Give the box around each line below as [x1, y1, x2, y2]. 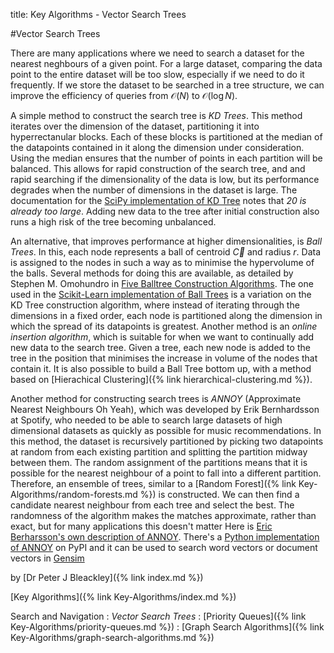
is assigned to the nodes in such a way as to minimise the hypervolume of [10, 257, 315, 268]
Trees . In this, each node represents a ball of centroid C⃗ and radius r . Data [10, 246, 322, 258]
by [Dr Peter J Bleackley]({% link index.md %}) [10, 572, 204, 583]
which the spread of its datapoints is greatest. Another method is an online [10, 320, 318, 332]
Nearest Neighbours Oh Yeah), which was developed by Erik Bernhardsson [10, 404, 320, 415]
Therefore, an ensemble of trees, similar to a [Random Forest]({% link [10, 478, 297, 489]
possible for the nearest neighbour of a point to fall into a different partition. [10, 467, 322, 479]
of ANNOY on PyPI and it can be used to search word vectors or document [10, 542, 318, 553]
